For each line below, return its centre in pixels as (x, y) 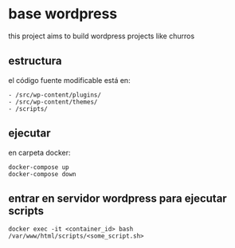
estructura (35, 61)
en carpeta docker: (39, 152)
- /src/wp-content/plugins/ (55, 95)
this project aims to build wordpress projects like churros (102, 36)
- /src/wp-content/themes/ (53, 102)
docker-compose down (43, 174)
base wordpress (63, 14)
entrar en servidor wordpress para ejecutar (117, 198)
